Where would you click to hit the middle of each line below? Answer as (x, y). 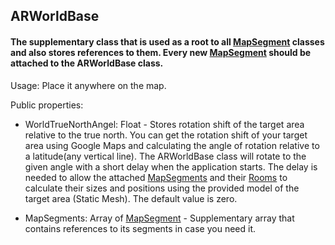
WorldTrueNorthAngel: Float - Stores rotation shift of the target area (164, 124)
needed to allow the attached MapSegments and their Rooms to (156, 177)
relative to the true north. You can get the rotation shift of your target (166, 135)
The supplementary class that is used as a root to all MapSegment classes (167, 41)
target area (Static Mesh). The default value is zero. (131, 198)
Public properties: (47, 105)
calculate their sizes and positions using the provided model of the (162, 188)
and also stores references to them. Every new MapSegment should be (161, 52)
